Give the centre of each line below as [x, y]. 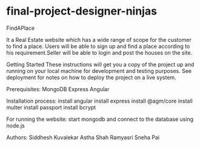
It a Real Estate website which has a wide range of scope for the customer [99, 39]
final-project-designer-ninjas [82, 11]
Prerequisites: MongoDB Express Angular [58, 89]
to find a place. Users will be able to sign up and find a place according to [98, 46]
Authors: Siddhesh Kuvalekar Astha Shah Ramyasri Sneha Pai [83, 137]
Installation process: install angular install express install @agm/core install [99, 101]
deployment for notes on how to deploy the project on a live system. [92, 77]
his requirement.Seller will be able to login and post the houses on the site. [99, 52]
